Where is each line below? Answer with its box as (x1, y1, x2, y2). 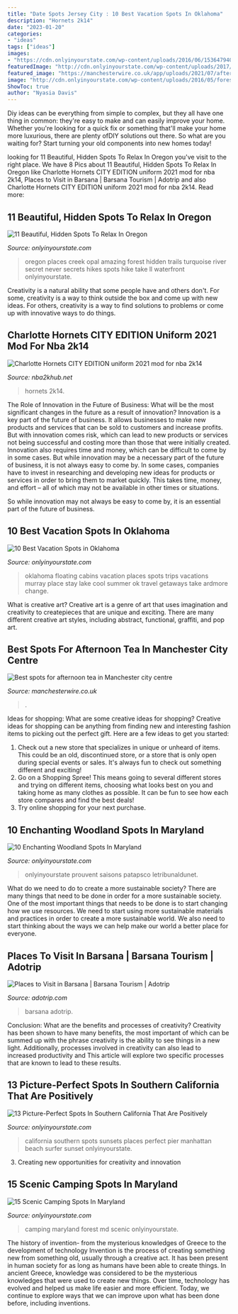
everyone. (7, 930, 37, 938)
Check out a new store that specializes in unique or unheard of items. (17, 743, 221, 752)
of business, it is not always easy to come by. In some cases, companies (7, 460, 220, 469)
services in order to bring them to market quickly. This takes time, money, (7, 476, 222, 484)
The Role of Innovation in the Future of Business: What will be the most (7, 400, 215, 408)
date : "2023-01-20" (7, 23, 65, 30)
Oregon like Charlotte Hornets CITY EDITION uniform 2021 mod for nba (7, 168, 215, 177)
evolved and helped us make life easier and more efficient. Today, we (7, 1284, 210, 1292)
